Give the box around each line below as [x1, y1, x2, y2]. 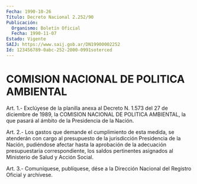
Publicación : [6, 19, 38, 25]
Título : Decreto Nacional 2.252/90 [6, 14, 94, 20]
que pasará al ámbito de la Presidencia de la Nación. [6, 117, 134, 124]
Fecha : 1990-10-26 [6, 8, 51, 15]
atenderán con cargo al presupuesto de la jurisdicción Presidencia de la [6, 134, 181, 142]
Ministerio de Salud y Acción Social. [6, 153, 94, 160]
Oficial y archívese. [6, 171, 53, 178]
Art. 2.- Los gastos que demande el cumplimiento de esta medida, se [6, 128, 175, 136]
